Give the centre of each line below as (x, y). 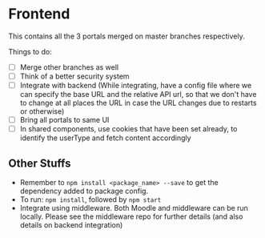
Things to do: (30, 51)
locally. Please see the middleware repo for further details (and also (131, 216)
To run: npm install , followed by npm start (90, 200)
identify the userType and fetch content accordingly (105, 138)
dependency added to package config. (84, 191)
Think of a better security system (74, 76)
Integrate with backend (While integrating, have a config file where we (136, 86)
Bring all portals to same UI (64, 120)
